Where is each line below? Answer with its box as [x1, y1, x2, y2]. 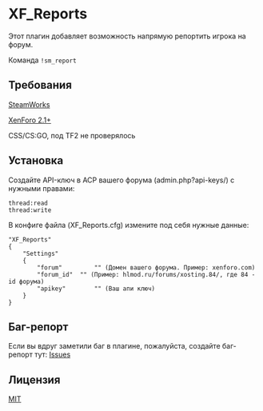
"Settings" [22, 249, 59, 257]
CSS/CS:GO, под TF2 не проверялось [8, 130, 136, 140]
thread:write [8, 205, 52, 214]
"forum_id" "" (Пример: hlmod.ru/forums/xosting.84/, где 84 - [37, 270, 256, 278]
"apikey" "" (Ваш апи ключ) [37, 285, 156, 293]
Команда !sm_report [8, 55, 78, 65]
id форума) [8, 277, 45, 285]
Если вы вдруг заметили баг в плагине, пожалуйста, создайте [8, 341, 221, 351]
